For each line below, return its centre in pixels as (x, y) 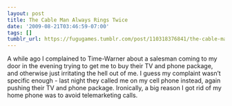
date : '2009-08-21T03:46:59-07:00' (58, 26)
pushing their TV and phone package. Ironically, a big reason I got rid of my (115, 88)
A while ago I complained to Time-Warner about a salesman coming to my (112, 59)
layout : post (26, 13)
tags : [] (20, 33)
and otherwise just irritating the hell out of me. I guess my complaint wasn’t (114, 74)
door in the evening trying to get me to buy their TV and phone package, (110, 66)
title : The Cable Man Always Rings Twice (68, 20)
